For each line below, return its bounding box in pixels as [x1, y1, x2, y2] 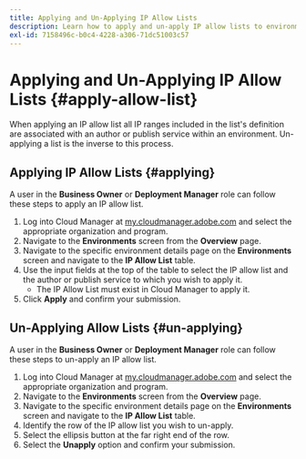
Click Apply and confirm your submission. [22, 293, 181, 305]
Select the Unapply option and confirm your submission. [22, 439, 236, 450]
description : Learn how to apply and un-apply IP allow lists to [9, 22, 262, 31]
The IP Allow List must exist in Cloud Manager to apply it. [36, 284, 250, 295]
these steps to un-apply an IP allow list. [9, 353, 158, 364]
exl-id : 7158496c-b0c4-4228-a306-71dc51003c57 [9, 30, 189, 39]
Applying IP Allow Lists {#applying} [9, 165, 216, 180]
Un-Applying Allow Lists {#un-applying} [9, 320, 243, 335]
